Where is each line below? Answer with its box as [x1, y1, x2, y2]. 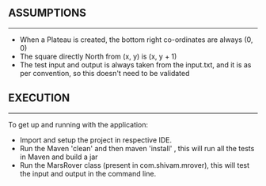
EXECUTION [8, 91, 70, 105]
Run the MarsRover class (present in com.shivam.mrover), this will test [19, 160, 250, 169]
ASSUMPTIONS [8, 6, 87, 20]
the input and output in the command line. [19, 169, 157, 178]
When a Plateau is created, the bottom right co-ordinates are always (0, [19, 35, 253, 44]
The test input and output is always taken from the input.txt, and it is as [19, 59, 252, 70]
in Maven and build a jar [19, 152, 98, 161]
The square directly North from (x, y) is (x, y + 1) [19, 51, 177, 61]
